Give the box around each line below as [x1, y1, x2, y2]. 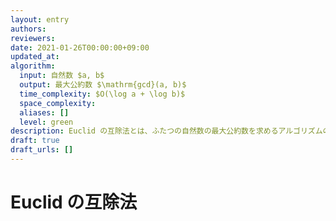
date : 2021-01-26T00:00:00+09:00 [10, 42, 150, 53]
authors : [10, 24, 47, 34]
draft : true [10, 136, 60, 146]
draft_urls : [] [10, 145, 74, 155]
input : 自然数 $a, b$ [19, 71, 105, 81]
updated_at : [10, 52, 60, 62]
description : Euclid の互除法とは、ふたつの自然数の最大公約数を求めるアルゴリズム [10, 126, 323, 136]
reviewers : [10, 33, 56, 43]
